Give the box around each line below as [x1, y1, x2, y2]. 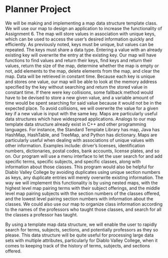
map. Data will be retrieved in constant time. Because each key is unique [5, 73, 155, 79]
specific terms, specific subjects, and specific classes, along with [5, 158, 141, 164]
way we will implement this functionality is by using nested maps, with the [5, 179, 158, 186]
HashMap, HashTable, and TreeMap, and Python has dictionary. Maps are [5, 132, 157, 138]
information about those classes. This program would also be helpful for [5, 164, 154, 170]
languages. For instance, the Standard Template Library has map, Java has [5, 126, 160, 132]
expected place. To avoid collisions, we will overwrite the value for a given [5, 105, 158, 111]
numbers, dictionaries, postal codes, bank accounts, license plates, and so [5, 148, 159, 154]
